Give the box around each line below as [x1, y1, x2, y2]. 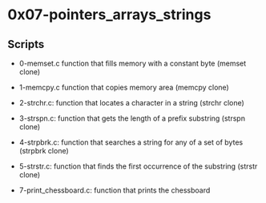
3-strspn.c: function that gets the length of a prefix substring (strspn [18, 113, 246, 123]
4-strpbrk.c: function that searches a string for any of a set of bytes [18, 137, 244, 147]
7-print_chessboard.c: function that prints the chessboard [18, 185, 211, 195]
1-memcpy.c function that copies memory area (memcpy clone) [18, 82, 229, 92]
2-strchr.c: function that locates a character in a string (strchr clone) [18, 98, 245, 107]
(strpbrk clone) [18, 146, 69, 155]
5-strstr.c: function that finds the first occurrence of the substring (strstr [18, 161, 258, 171]
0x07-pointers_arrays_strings [7, 6, 212, 24]
